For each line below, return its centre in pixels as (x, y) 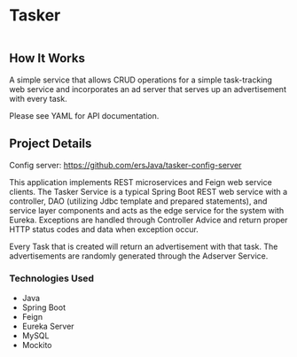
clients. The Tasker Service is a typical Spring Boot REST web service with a (148, 191)
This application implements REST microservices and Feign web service (141, 182)
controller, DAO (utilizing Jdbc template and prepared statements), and (138, 201)
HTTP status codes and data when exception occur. (104, 229)
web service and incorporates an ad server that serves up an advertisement (148, 89)
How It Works (47, 58)
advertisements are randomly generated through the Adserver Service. (139, 256)
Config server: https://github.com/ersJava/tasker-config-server (125, 165)
